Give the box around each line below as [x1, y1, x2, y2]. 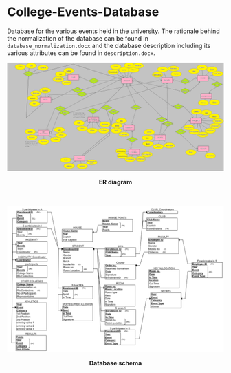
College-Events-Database [7, 4, 159, 20]
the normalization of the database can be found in [7, 34, 149, 42]
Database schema [89, 359, 142, 367]
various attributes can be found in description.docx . [7, 49, 156, 57]
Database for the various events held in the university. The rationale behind [7, 27, 220, 35]
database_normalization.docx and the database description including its [7, 41, 211, 50]
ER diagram [98, 178, 133, 186]
